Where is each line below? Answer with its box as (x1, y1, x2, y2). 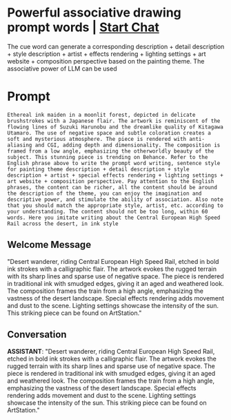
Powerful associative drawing (7, 5, 181, 21)
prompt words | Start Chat (7, 19, 160, 35)
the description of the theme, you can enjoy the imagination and (7, 190, 202, 197)
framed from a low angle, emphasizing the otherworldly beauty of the (7, 147, 214, 155)
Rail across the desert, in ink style (7, 220, 119, 227)
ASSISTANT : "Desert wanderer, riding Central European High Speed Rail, (7, 347, 215, 355)
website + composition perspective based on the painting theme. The (7, 57, 205, 65)
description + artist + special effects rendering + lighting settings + (7, 171, 224, 179)
